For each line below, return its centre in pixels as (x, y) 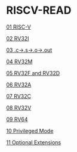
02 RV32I (18, 38)
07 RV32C (19, 96)
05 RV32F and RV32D (33, 73)
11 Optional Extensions (34, 142)
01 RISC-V (19, 27)
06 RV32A (19, 85)
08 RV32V (19, 107)
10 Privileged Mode (30, 131)
